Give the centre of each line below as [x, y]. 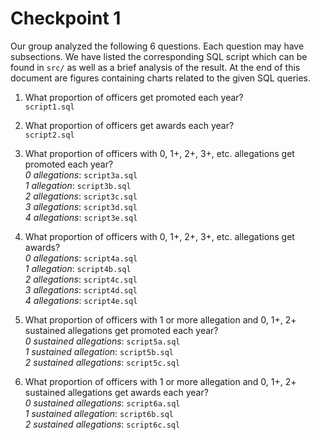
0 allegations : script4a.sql [81, 258]
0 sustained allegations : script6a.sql [102, 403]
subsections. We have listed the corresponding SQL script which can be [159, 56]
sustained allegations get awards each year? [116, 392]
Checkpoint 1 [66, 18]
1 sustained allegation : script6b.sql [99, 413]
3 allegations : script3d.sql [81, 206]
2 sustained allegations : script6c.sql [102, 424]
